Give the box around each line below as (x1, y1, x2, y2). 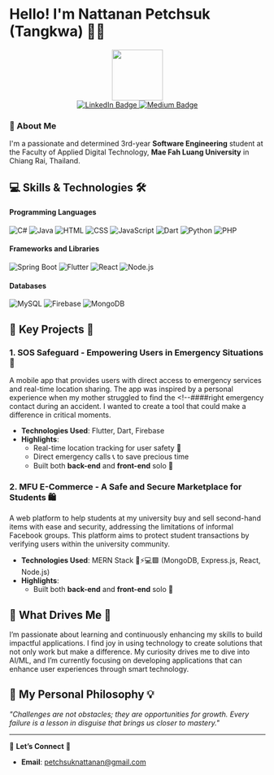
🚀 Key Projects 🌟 (9, 322, 94, 336)
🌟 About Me (9, 120, 57, 131)
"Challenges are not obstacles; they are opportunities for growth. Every (9, 709, 250, 719)
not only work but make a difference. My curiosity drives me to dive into (9, 647, 250, 657)
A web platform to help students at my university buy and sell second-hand (9, 513, 261, 523)
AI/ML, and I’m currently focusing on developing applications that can (9, 655, 242, 665)
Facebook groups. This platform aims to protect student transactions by (9, 530, 250, 541)
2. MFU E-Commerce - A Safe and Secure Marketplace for (9, 481, 242, 492)
